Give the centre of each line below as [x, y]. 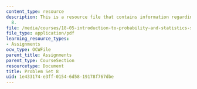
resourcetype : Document [35, 66]
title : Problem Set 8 [33, 71]
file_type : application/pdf [40, 33]
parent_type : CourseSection [40, 60]
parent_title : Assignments [39, 55]
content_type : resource [35, 11]
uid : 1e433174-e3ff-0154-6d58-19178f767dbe [60, 77]
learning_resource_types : [38, 39]
